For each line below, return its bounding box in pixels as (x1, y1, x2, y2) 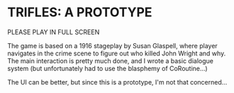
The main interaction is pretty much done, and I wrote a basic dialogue (7, 56, 214, 65)
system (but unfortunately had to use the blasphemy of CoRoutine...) (7, 64, 208, 72)
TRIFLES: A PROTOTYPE (7, 4, 152, 21)
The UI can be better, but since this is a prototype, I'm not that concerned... (7, 77, 228, 86)
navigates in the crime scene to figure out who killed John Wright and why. (7, 49, 226, 58)
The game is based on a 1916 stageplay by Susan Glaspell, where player (7, 41, 218, 50)
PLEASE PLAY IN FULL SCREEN (7, 28, 100, 36)
